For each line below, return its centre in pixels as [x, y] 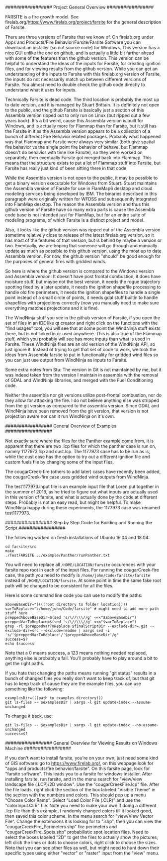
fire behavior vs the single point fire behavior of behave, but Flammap [77, 147]
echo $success [20, 644]
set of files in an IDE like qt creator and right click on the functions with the [82, 323]
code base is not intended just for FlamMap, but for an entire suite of [76, 215]
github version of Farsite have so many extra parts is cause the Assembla [80, 209]
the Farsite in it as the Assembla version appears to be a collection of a [78, 131]
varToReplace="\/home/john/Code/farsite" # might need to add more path [82, 609]
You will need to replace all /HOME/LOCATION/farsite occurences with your [81, 565]
